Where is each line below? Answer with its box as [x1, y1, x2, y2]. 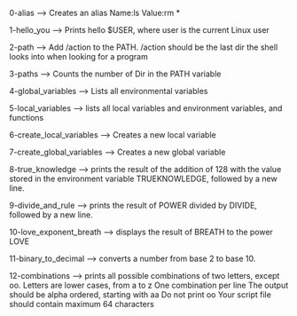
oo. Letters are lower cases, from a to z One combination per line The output [9, 280, 289, 290]
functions [9, 113, 44, 122]
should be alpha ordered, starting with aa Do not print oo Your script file [9, 289, 272, 300]
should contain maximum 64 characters [9, 299, 155, 309]
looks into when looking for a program [9, 51, 148, 61]
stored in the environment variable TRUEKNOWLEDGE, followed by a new [9, 173, 277, 184]
